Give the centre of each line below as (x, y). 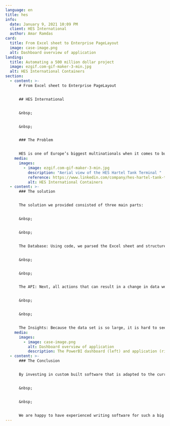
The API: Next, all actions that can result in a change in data (89, 287)
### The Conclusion (39, 361)
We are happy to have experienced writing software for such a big (91, 415)
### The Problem (36, 140)
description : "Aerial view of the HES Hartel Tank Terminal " (95, 173)
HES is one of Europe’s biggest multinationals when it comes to (89, 154)
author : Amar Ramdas (31, 34)
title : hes (17, 15)
